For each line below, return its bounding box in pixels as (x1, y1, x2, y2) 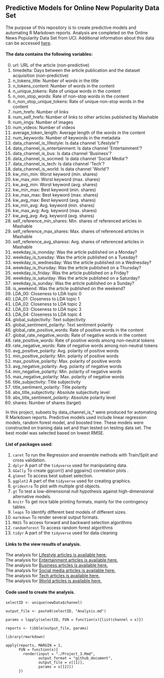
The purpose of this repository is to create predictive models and (5, 24, 136, 30)
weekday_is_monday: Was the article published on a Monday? (12, 249, 137, 255)
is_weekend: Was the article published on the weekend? (12, 285, 126, 291)
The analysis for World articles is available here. (5, 578, 102, 584)
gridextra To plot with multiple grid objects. (12, 483, 101, 489)
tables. (12, 504, 26, 510)
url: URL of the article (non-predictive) (12, 62, 90, 68)
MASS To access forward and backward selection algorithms (12, 520, 132, 525)
